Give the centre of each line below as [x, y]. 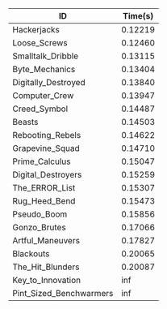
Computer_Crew [43, 95]
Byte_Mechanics [44, 69]
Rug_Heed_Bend [44, 201]
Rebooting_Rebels [47, 135]
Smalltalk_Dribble [46, 56]
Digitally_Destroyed [49, 82]
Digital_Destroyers [47, 175]
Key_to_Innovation [47, 280]
